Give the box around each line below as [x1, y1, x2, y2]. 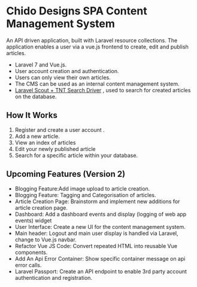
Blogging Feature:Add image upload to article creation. [14, 185, 150, 192]
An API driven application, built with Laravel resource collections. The [6, 37, 178, 44]
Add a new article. [14, 132, 60, 140]
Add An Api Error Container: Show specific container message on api [14, 255, 186, 262]
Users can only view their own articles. [14, 74, 111, 81]
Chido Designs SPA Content [6, 4, 148, 18]
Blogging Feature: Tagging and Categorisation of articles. [14, 191, 156, 198]
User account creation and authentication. [14, 67, 119, 74]
